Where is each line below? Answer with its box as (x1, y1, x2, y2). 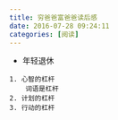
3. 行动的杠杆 (9, 104, 55, 113)
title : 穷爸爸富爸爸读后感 (9, 13, 98, 22)
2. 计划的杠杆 (9, 94, 55, 103)
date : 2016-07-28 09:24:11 (9, 21, 110, 30)
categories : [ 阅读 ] (9, 30, 80, 39)
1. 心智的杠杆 (9, 75, 55, 84)
